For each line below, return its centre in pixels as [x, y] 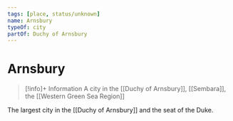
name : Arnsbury [30, 21]
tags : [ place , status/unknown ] [54, 14]
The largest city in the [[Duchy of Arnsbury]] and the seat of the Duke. [110, 110]
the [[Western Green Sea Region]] [74, 96]
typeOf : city [27, 27]
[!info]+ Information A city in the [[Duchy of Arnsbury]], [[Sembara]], [125, 89]
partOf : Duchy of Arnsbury [47, 34]
